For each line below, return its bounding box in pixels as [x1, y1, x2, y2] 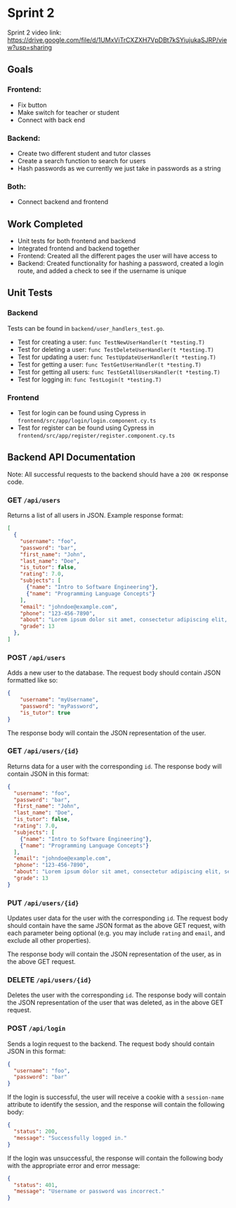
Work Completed [7, 218, 83, 230]
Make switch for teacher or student [17, 108, 119, 117]
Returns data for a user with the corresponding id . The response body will [7, 762, 223, 770]
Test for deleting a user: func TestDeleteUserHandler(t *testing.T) [17, 345, 214, 353]
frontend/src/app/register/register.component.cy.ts [17, 433, 176, 440]
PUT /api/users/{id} [7, 898, 79, 908]
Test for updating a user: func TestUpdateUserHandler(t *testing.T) [17, 352, 216, 361]
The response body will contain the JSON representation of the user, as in [7, 950, 222, 958]
